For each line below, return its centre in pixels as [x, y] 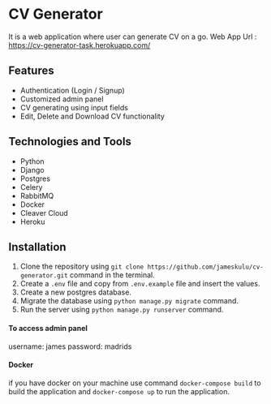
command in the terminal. [112, 275]
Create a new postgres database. [76, 292]
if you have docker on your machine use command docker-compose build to [135, 383]
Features [31, 71]
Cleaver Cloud [44, 213]
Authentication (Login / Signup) [73, 90]
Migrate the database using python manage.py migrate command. [129, 301]
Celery [31, 187]
